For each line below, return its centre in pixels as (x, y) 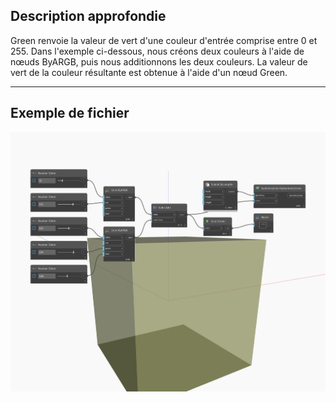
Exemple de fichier (70, 113)
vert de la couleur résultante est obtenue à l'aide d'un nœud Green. (149, 72)
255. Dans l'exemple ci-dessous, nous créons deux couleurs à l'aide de (157, 51)
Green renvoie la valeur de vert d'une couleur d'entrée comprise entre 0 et (164, 40)
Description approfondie (88, 16)
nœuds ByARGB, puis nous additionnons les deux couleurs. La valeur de (159, 61)
